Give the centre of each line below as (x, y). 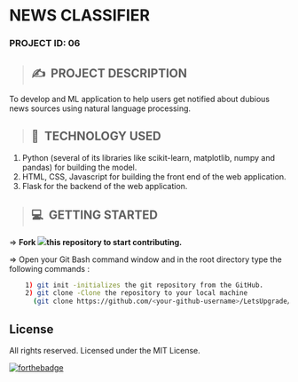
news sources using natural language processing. (100, 108)
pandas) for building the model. (79, 167)
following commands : (50, 268)
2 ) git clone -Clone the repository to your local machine (137, 293)
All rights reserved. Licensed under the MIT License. (105, 350)
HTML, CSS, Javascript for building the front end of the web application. (154, 176)
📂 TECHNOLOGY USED (96, 136)
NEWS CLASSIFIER (80, 16)
